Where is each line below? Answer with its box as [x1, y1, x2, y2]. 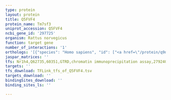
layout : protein [5, 12, 40, 17]
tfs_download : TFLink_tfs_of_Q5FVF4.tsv [5, 69, 93, 74]
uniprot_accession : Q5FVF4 [5, 26, 63, 31]
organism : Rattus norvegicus [5, 36, 67, 41]
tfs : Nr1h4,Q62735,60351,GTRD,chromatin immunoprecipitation [5, 59, 138, 64]
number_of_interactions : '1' [5, 45, 67, 50]
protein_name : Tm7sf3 [5, 21, 51, 27]
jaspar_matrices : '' [5, 54, 49, 60]
